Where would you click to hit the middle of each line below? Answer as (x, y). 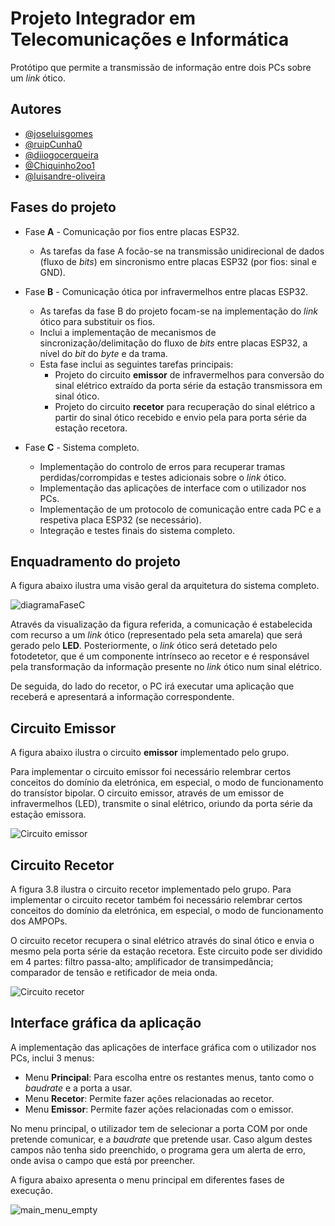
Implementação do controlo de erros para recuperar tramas (162, 466)
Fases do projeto (63, 207)
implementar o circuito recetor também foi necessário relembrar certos (156, 900)
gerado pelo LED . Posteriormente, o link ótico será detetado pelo (144, 646)
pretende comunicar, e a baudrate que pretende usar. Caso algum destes (161, 1139)
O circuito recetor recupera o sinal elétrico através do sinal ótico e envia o (162, 940)
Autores (36, 109)
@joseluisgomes (58, 133)
